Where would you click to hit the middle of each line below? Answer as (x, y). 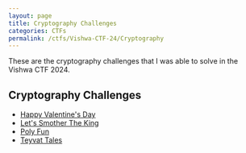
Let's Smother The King (59, 123)
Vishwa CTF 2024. (39, 70)
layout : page (30, 16)
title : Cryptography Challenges (63, 23)
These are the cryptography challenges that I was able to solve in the (123, 61)
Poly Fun (35, 132)
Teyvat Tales (41, 140)
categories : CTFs (38, 31)
